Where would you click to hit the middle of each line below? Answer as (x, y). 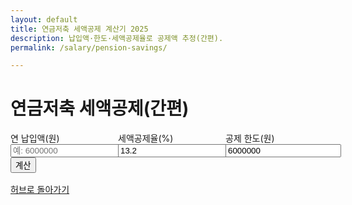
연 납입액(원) (35, 138)
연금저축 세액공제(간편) (100, 108)
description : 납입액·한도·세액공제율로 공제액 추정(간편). (117, 38)
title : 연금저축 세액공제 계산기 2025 (79, 29)
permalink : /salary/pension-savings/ (89, 47)
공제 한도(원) (250, 138)
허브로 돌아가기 (40, 190)
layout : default (44, 19)
